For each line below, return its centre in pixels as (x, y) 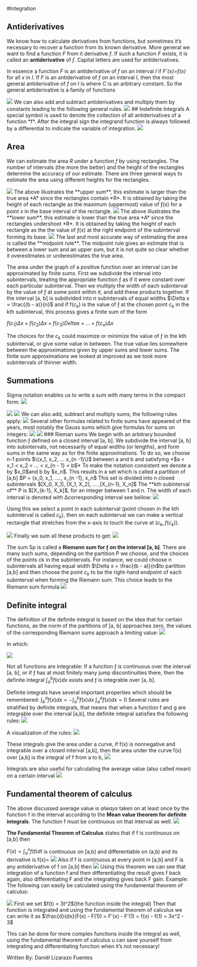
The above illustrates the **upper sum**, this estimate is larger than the (100, 192)
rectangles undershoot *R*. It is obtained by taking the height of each (91, 224)
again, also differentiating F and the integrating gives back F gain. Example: (97, 879)
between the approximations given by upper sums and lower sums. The (93, 350)
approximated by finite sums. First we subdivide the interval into (84, 273)
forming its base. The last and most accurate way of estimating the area (97, 236)
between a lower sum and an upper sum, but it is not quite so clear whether (98, 249)
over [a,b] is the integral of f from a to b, (55, 757)
